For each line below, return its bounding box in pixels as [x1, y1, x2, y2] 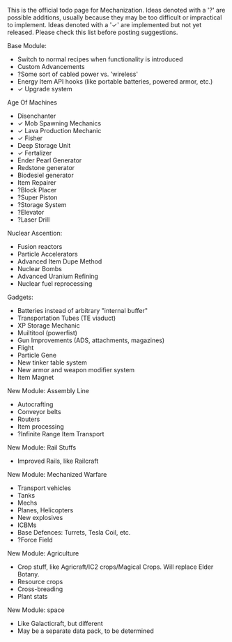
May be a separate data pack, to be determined [17, 627, 155, 635]
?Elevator [17, 208, 45, 216]
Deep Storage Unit [17, 142, 71, 149]
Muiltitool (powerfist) [17, 329, 78, 337]
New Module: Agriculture [7, 549, 79, 557]
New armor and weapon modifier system [17, 366, 135, 374]
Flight [17, 344, 34, 351]
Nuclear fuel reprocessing [17, 280, 93, 288]
